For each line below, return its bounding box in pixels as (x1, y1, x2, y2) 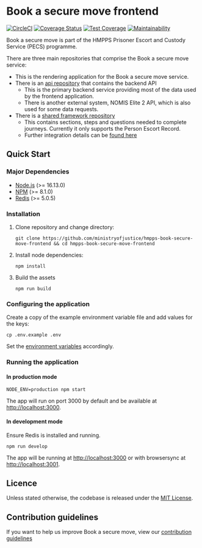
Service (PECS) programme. (6, 43, 78, 50)
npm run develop (6, 443, 48, 450)
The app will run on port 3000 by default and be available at (6, 397, 157, 404)
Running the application (6, 358, 79, 367)
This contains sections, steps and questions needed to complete (24, 118, 187, 126)
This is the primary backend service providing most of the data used (24, 86, 197, 93)
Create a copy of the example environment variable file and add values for (6, 313, 193, 321)
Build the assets (15, 274, 56, 281)
